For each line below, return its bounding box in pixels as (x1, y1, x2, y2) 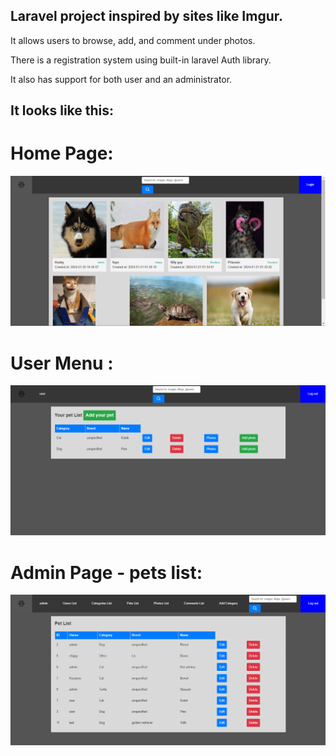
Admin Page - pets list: (10, 561, 203, 584)
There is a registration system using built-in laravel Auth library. (10, 54, 272, 66)
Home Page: (10, 142, 114, 165)
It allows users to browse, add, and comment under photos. (10, 34, 256, 46)
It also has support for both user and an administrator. (10, 73, 233, 85)
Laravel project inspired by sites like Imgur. (10, 8, 284, 25)
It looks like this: (10, 102, 115, 119)
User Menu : (10, 352, 114, 374)
